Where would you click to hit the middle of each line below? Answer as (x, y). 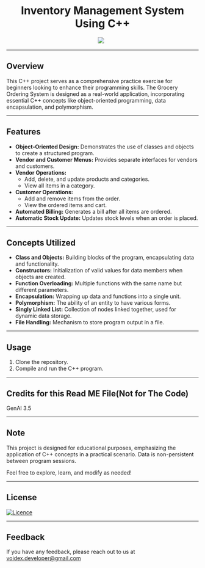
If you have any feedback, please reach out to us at (71, 552)
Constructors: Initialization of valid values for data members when (99, 271)
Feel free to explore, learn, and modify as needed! (69, 472)
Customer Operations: (44, 192)
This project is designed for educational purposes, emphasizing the (91, 448)
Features (23, 132)
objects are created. (40, 277)
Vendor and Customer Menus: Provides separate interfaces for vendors (106, 159)
